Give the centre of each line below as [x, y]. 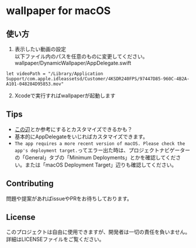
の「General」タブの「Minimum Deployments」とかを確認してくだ [95, 157]
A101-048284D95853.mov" [35, 84]
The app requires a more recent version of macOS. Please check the [100, 144]
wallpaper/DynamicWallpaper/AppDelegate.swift [73, 63]
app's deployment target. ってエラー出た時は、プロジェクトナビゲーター [102, 150]
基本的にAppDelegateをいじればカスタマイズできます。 [81, 137]
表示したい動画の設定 [40, 49]
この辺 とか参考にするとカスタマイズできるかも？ [73, 129]
